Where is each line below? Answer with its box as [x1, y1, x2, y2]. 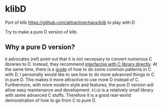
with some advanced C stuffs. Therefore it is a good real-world [5, 92, 131, 98]
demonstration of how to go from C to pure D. [5, 97, 96, 103]
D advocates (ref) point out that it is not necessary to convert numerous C [5, 56, 152, 62]
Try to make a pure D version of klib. [5, 29, 78, 35]
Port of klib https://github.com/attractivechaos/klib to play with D [5, 19, 135, 25]
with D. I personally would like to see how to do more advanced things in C [5, 72, 155, 77]
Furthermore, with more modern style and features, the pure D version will [5, 82, 154, 88]
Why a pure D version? [5, 43, 75, 52]
